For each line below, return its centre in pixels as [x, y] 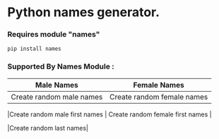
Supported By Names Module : [61, 66]
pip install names [34, 49]
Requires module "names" [54, 35]
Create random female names [159, 97]
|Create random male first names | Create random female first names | [109, 114]
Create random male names [57, 97]
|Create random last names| [48, 128]
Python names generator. [84, 12]
